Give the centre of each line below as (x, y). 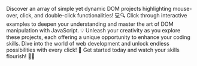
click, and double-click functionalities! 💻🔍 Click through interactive (104, 15)
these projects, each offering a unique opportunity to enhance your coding (98, 37)
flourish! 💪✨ (21, 56)
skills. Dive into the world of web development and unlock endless (88, 43)
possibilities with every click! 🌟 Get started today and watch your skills (93, 50)
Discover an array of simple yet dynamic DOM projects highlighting (89, 9)
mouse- (182, 9)
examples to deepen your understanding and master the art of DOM (90, 24)
